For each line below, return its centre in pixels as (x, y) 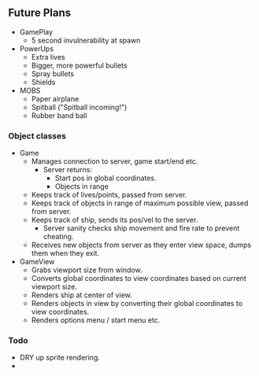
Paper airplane (55, 98)
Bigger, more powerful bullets (79, 65)
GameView (37, 262)
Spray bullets (53, 73)
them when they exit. (65, 253)
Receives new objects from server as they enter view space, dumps (141, 245)
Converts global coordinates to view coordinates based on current (139, 278)
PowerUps (36, 48)
